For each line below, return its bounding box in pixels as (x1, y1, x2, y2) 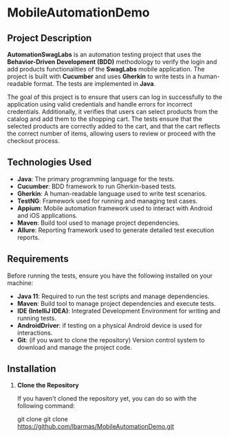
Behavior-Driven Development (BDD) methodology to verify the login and (7, 58, 217, 66)
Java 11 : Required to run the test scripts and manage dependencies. (17, 292, 210, 300)
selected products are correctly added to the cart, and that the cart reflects (7, 122, 220, 130)
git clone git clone (17, 415, 69, 423)
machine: (7, 278, 34, 287)
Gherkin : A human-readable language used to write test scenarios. (17, 189, 208, 197)
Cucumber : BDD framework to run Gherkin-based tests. (17, 182, 177, 190)
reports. (17, 233, 40, 241)
